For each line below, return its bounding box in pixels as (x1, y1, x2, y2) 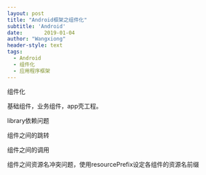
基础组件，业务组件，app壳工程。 (7, 102, 103, 110)
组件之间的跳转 (7, 131, 49, 139)
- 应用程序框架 (13, 67, 51, 74)
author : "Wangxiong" (7, 36, 67, 43)
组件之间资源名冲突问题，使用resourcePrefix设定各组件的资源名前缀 (7, 160, 199, 168)
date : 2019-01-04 (7, 29, 76, 36)
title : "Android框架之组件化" (7, 16, 87, 23)
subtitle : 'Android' (7, 23, 67, 30)
